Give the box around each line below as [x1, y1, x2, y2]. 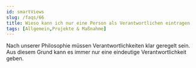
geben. [6, 55, 24, 62]
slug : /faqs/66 [6, 14, 45, 20]
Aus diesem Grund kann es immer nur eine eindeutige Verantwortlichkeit [6, 49, 187, 56]
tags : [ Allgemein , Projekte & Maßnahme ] [6, 25, 107, 32]
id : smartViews [6, 8, 45, 15]
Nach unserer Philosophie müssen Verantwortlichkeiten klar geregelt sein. [6, 42, 191, 49]
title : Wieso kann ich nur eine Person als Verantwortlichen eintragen [6, 20, 190, 26]
